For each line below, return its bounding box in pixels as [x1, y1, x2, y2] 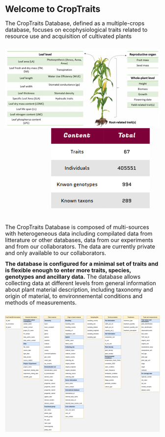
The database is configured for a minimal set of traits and [5, 260, 159, 267]
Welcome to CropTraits [5, 3, 101, 15]
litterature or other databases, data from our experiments [5, 236, 153, 243]
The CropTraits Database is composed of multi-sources [5, 223, 149, 231]
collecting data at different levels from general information [5, 279, 156, 287]
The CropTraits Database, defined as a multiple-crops [5, 20, 145, 27]
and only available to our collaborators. [5, 249, 107, 257]
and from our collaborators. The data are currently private [5, 243, 156, 250]
